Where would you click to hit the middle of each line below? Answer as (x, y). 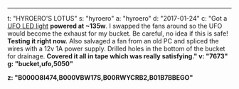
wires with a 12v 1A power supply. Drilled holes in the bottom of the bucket (116, 48)
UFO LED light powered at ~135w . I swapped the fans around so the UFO (115, 26)
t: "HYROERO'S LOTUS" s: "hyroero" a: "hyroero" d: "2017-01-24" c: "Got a (117, 18)
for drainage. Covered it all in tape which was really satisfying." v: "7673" (118, 56)
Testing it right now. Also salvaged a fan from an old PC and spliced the (113, 41)
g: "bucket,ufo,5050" (40, 64)
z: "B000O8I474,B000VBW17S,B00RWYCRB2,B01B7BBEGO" (100, 78)
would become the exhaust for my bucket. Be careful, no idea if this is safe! (118, 33)
